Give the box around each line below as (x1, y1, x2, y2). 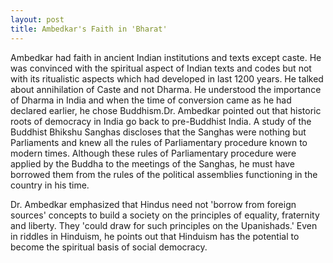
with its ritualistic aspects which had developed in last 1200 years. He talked (10, 72, 324, 85)
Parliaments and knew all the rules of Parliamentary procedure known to (10, 136, 308, 148)
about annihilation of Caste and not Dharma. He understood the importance (10, 83, 322, 95)
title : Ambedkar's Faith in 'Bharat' (10, 24, 168, 34)
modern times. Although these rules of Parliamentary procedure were (10, 147, 297, 159)
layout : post (10, 14, 65, 25)
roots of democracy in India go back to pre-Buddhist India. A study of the (10, 115, 312, 127)
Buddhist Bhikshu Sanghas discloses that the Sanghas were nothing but (10, 126, 307, 138)
